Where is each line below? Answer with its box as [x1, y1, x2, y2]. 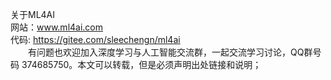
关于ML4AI [10, 9, 56, 20]
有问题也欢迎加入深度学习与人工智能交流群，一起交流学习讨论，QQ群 [27, 46, 313, 58]
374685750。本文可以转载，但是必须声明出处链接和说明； [21, 59, 262, 70]
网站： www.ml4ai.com [10, 21, 104, 33]
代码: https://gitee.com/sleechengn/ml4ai [10, 34, 181, 45]
